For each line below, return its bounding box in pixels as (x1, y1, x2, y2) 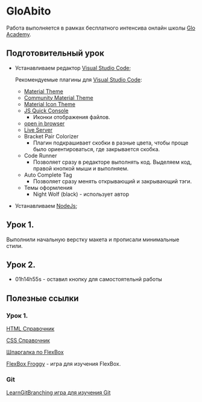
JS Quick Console (24, 107, 69, 114)
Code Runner (24, 152, 57, 159)
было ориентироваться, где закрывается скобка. (33, 145, 160, 152)
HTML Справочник (6, 325, 55, 332)
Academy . (6, 30, 31, 37)
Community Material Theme (24, 94, 93, 101)
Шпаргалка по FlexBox (6, 349, 65, 356)
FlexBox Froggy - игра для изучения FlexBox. (6, 360, 121, 368)
